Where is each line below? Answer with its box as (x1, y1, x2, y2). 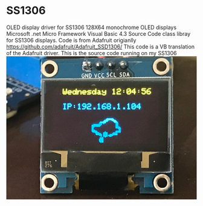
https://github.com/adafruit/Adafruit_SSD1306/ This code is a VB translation (6, 43, 195, 50)
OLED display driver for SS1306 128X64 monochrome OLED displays (6, 24, 177, 31)
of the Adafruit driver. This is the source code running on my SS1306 (6, 49, 177, 56)
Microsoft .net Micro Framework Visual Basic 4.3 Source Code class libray (6, 30, 191, 37)
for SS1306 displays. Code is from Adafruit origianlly (6, 36, 137, 44)
